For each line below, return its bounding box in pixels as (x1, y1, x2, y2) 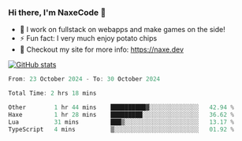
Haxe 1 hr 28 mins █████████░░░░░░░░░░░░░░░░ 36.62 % (8, 110, 235, 118)
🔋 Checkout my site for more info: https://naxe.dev (19, 45, 184, 54)
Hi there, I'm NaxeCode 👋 (8, 7, 106, 18)
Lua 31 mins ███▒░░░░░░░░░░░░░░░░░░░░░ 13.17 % (8, 117, 235, 126)
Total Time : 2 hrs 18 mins (8, 89, 97, 97)
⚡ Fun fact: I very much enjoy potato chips (19, 34, 158, 43)
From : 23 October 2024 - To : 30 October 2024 (8, 75, 160, 83)
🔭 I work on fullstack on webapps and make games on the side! (19, 25, 226, 34)
